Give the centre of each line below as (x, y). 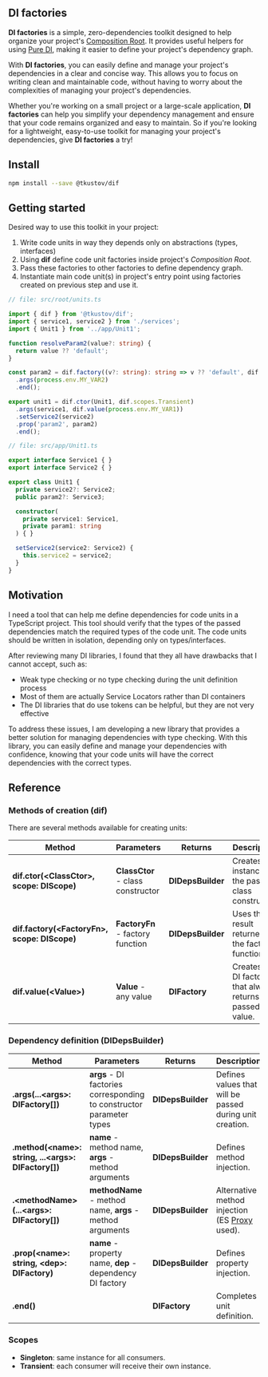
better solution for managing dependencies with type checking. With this (128, 737)
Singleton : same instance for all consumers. (93, 1357)
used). (228, 1230)
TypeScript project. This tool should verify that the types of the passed (124, 623)
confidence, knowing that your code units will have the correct (111, 754)
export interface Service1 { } (60, 461)
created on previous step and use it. (79, 285)
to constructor (116, 1105)
